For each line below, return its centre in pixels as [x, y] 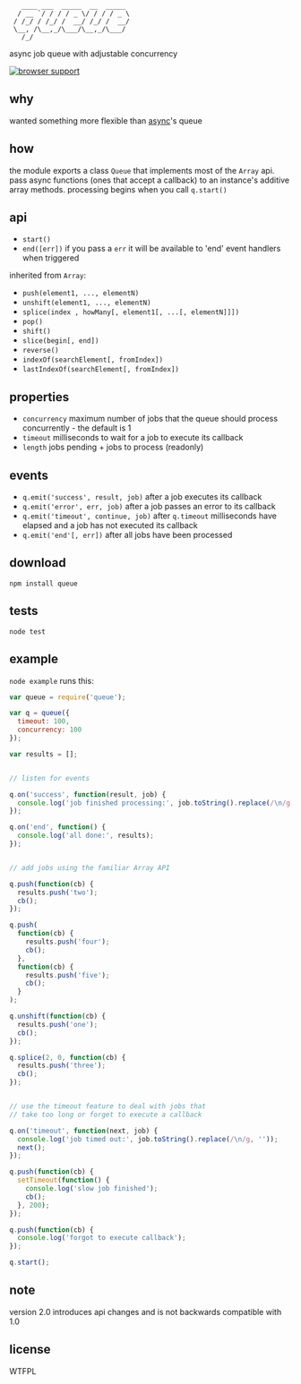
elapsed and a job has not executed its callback [110, 525]
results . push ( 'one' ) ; [58, 1024]
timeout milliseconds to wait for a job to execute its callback [133, 438]
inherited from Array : [48, 276]
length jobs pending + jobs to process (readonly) [113, 447]
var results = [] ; [43, 754]
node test [28, 632]
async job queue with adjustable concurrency [94, 54]
